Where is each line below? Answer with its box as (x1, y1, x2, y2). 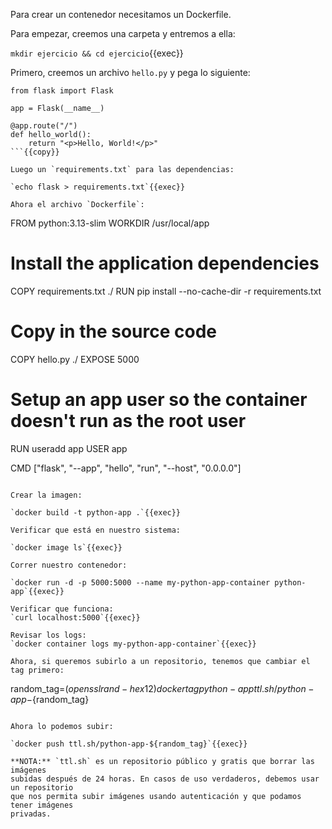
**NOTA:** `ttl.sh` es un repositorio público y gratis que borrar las (10, 756, 315, 766)
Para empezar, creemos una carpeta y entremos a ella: (10, 28, 236, 39)
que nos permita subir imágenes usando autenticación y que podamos (10, 791, 302, 801)
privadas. (10, 809, 52, 819)
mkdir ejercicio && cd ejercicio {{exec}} (10, 47, 184, 59)
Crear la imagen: (10, 490, 83, 500)
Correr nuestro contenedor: (10, 560, 128, 570)
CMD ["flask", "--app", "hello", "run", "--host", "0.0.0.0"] (10, 462, 242, 474)
